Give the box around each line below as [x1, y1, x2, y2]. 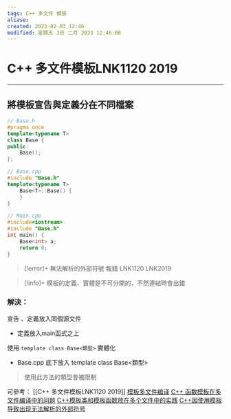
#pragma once [7, 124, 45, 131]
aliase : [7, 16, 30, 23]
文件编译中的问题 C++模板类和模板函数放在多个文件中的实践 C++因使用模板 [7, 396, 222, 404]
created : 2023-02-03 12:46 [7, 23, 85, 30]
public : [7, 143, 30, 150]
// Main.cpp [7, 212, 41, 220]
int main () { [7, 231, 45, 238]
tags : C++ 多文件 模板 [7, 10, 67, 17]
